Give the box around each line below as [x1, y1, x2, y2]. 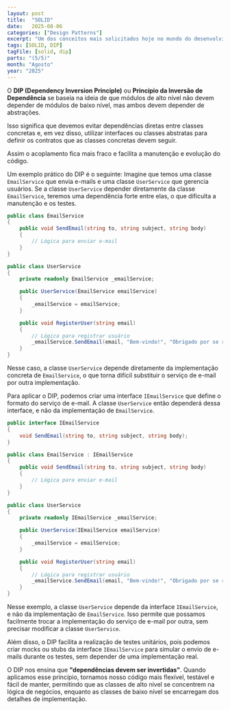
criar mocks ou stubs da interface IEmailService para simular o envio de [7, 646, 212, 653]
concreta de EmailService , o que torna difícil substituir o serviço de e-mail [7, 371, 216, 379]
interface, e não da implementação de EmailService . [7, 406, 155, 414]
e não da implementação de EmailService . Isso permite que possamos [7, 610, 205, 618]
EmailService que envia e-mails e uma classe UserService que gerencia [7, 177, 209, 185]
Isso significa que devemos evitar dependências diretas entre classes [7, 121, 204, 130]
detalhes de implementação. [7, 695, 88, 703]
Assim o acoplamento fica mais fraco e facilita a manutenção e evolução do [7, 149, 221, 158]
